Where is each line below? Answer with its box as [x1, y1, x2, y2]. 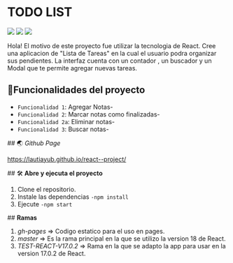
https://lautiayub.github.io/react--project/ [7, 155, 127, 163]
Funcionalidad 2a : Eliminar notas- [17, 117, 115, 126]
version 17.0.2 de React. [17, 249, 86, 257]
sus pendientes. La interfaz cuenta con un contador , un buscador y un [7, 57, 212, 65]
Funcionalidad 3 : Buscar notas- [17, 125, 110, 133]
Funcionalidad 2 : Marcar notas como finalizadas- [17, 110, 160, 119]
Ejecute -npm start [17, 200, 73, 208]
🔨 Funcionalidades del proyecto [7, 84, 146, 96]
